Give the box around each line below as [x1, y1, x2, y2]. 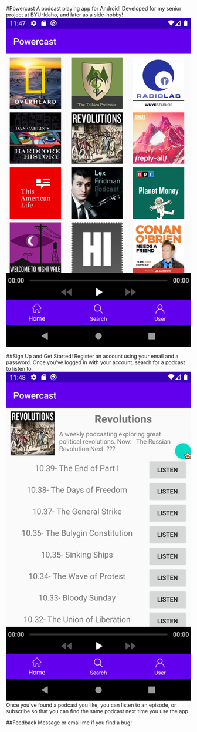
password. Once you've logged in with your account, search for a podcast [6, 359, 185, 366]
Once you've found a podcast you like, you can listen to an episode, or [6, 701, 176, 709]
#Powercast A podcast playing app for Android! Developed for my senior [6, 5, 182, 12]
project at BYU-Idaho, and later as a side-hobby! [6, 11, 123, 18]
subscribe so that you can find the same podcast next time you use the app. [6, 708, 190, 714]
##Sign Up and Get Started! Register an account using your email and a [6, 352, 179, 360]
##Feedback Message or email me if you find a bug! [6, 719, 132, 726]
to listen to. [6, 365, 33, 372]
